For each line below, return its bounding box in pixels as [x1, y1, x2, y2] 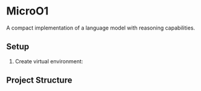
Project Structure [6, 75, 72, 86]
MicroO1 [6, 4, 49, 18]
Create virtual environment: [14, 57, 83, 64]
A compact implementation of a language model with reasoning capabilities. [6, 24, 195, 31]
